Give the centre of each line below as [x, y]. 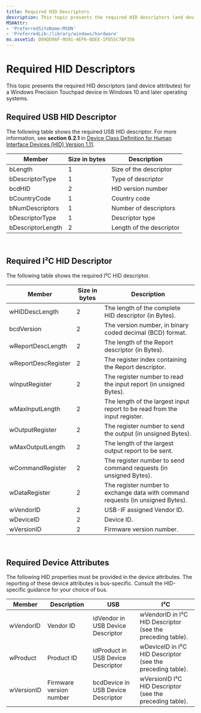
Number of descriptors [143, 208]
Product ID [62, 658]
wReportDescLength [38, 346]
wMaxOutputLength [37, 447]
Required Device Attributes [58, 563]
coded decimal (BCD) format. [146, 333]
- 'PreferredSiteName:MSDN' [41, 28]
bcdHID [20, 188]
